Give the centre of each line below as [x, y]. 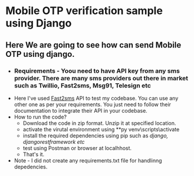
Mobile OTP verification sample [84, 11]
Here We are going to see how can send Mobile [93, 45]
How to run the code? [40, 117]
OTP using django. [40, 54]
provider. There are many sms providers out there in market [101, 78]
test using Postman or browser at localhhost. [77, 148]
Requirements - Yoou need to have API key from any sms [97, 70]
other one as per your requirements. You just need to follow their [93, 104]
